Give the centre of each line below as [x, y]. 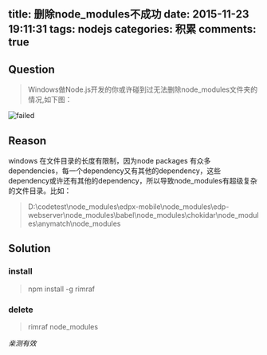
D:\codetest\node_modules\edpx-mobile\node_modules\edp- [128, 207]
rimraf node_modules [63, 327]
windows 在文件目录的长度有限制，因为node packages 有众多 [110, 161]
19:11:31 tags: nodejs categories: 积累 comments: [132, 29]
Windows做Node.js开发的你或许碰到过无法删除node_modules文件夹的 [143, 89]
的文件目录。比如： [40, 191]
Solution [29, 248]
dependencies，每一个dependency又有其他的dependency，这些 [115, 171]
